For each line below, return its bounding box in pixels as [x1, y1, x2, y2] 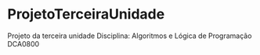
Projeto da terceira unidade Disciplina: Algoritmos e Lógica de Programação [7, 31, 252, 40]
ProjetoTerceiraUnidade [7, 5, 165, 23]
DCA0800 [7, 39, 40, 48]
